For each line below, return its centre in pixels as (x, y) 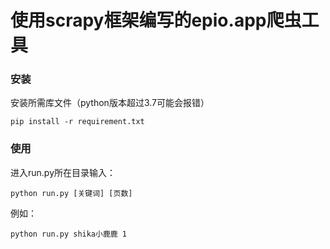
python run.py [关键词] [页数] (71, 193)
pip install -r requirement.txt (77, 122)
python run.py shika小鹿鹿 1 (69, 234)
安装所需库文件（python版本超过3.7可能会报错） (110, 103)
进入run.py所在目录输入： (63, 172)
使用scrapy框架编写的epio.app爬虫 (156, 20)
